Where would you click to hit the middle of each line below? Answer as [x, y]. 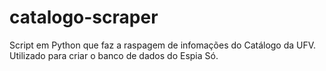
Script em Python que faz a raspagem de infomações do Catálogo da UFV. [163, 45]
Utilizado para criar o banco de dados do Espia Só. [114, 55]
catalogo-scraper [84, 17]
